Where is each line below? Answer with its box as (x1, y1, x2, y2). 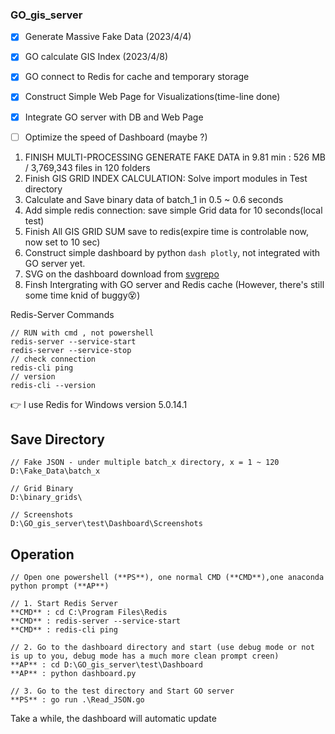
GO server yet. (24, 257, 86, 269)
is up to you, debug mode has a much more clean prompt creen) (10, 651, 280, 662)
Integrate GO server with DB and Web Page (24, 111, 204, 123)
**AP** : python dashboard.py (10, 669, 137, 679)
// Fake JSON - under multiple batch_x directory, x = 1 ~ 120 (10, 458, 280, 468)
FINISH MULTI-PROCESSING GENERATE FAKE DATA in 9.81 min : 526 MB (24, 151, 326, 163)
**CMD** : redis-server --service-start (10, 616, 182, 627)
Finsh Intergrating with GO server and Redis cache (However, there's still (24, 278, 325, 290)
